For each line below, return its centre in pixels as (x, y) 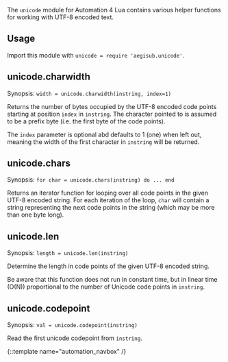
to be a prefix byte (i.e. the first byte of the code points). (86, 121)
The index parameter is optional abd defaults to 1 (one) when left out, (104, 134)
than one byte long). (36, 215)
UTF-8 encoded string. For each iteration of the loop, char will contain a (108, 200)
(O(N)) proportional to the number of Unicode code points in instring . (106, 287)
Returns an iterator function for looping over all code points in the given (108, 193)
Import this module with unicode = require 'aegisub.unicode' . (96, 55)
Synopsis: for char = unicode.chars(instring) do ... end (91, 180)
